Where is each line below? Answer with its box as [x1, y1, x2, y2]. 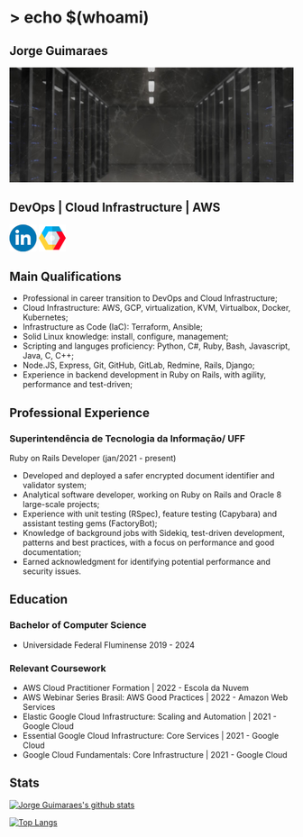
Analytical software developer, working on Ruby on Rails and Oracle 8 [22, 489, 282, 500]
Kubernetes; [22, 312, 69, 323]
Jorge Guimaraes [9, 43, 108, 59]
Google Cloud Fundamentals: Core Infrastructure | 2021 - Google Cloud [22, 750, 288, 760]
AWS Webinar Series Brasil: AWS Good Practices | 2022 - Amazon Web [22, 692, 289, 703]
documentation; [22, 547, 82, 558]
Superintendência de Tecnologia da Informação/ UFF [9, 432, 246, 444]
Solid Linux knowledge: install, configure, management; [22, 332, 229, 342]
